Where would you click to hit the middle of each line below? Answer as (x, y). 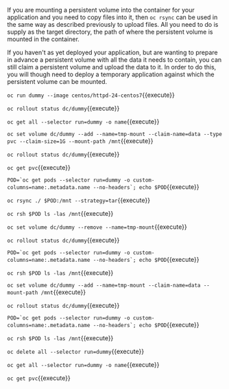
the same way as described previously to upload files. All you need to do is (113, 24)
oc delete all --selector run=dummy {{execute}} (76, 351)
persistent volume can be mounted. (57, 81)
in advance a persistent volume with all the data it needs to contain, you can (114, 60)
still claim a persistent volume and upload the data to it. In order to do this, (112, 67)
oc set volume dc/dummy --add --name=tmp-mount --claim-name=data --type (115, 134)
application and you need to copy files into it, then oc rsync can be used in (112, 17)
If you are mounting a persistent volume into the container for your (101, 10)
